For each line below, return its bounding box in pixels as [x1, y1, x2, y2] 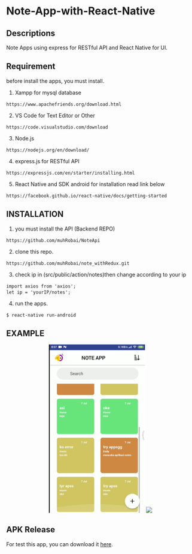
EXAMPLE [6, 328, 45, 339]
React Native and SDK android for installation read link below [14, 180, 165, 187]
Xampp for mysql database [14, 89, 82, 96]
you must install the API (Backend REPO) [14, 225, 115, 232]
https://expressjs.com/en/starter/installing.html [6, 170, 135, 176]
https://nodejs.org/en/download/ [6, 147, 90, 153]
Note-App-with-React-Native [6, 4, 156, 18]
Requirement [6, 61, 56, 71]
